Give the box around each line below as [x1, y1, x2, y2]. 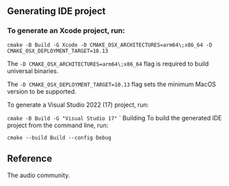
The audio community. [7, 171, 70, 179]
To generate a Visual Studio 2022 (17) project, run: [7, 101, 149, 109]
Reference [7, 153, 53, 165]
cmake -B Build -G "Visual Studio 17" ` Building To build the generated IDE [7, 114, 222, 122]
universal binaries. [7, 66, 59, 75]
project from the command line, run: [7, 121, 109, 129]
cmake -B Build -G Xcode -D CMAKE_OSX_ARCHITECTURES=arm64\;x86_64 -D [7, 41, 213, 49]
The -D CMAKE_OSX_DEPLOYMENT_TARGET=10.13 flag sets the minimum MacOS [7, 80, 217, 88]
